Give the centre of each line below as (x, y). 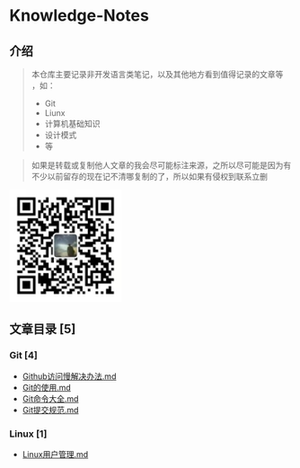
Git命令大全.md (50, 398)
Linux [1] (28, 434)
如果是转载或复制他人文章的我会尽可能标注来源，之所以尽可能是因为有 (161, 165)
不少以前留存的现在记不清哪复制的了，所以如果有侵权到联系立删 (149, 177)
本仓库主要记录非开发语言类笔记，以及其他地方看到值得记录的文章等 (157, 74)
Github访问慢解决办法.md (69, 376)
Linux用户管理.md (55, 454)
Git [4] (23, 356)
